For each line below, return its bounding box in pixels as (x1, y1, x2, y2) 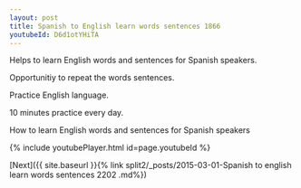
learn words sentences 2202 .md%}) (9, 169, 148, 181)
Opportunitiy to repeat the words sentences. (9, 72, 175, 83)
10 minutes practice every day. (9, 108, 124, 118)
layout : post (9, 13, 59, 23)
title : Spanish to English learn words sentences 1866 (9, 22, 221, 31)
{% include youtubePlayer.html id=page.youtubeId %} (9, 142, 211, 154)
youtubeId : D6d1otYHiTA (9, 30, 100, 39)
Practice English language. (9, 89, 109, 100)
